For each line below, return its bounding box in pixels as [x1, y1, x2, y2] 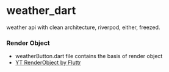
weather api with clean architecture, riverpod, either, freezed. [6, 24, 160, 31]
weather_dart [6, 4, 76, 18]
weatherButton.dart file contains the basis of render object [15, 53, 163, 60]
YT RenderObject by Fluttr [15, 59, 81, 67]
